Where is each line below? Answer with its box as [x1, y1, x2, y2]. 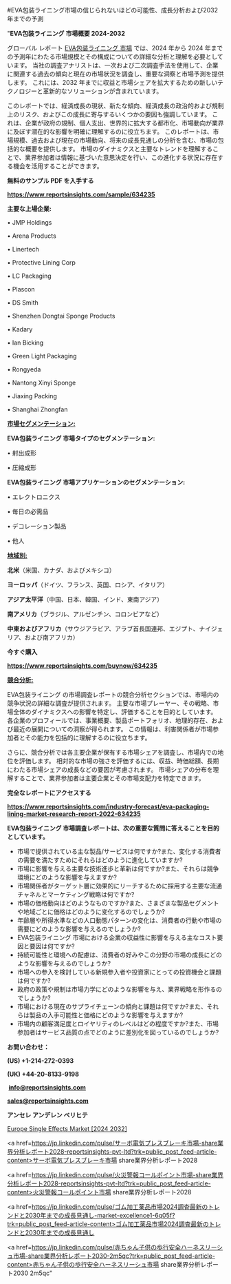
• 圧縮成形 [7, 464, 36, 471]
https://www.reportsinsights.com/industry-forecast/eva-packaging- [7, 802, 210, 811]
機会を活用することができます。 [12, 162, 103, 170]
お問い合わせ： [7, 1043, 49, 1051]
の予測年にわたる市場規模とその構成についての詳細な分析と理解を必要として [7, 52, 223, 61]
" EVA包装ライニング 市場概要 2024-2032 [7, 30, 126, 37]
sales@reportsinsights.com [7, 1097, 89, 1105]
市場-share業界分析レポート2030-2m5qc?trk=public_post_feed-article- [12, 1252, 215, 1260]
